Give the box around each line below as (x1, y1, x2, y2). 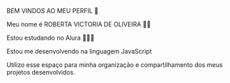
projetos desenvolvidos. (6, 68, 76, 76)
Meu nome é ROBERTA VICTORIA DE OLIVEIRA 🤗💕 (6, 20, 151, 28)
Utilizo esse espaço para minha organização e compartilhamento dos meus (6, 61, 223, 69)
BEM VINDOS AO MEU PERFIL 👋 (6, 7, 99, 15)
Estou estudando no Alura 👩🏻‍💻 (6, 33, 95, 42)
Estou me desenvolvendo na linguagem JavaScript (6, 47, 152, 55)
